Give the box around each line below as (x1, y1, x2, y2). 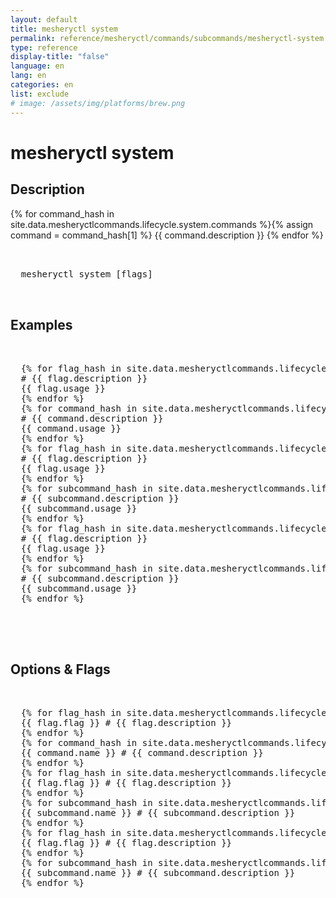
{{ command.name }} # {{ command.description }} (20, 747, 264, 759)
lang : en (10, 71, 47, 81)
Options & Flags (10, 661, 111, 678)
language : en (10, 61, 65, 71)
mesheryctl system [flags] (20, 268, 153, 280)
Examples (10, 316, 73, 333)
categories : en (10, 80, 74, 90)
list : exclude (10, 89, 70, 99)
